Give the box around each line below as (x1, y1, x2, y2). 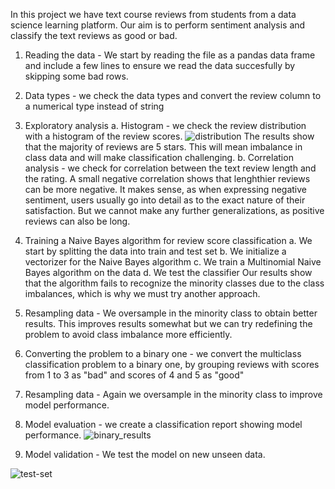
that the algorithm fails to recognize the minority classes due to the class (24, 277, 325, 289)
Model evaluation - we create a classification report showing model (24, 419, 303, 430)
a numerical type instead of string (24, 100, 165, 112)
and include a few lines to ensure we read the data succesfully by (24, 60, 296, 71)
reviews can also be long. (24, 215, 131, 227)
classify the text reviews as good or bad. (10, 30, 178, 41)
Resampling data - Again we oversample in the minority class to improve (24, 389, 323, 400)
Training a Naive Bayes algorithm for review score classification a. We (24, 235, 313, 246)
